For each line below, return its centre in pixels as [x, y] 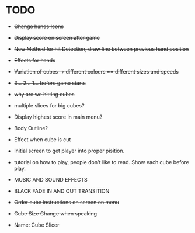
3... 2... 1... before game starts [50, 83]
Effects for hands [35, 60]
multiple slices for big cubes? [49, 105]
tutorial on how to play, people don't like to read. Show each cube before [101, 162]
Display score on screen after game [57, 37]
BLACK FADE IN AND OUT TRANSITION [62, 191]
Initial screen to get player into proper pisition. [69, 151]
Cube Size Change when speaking [55, 213]
